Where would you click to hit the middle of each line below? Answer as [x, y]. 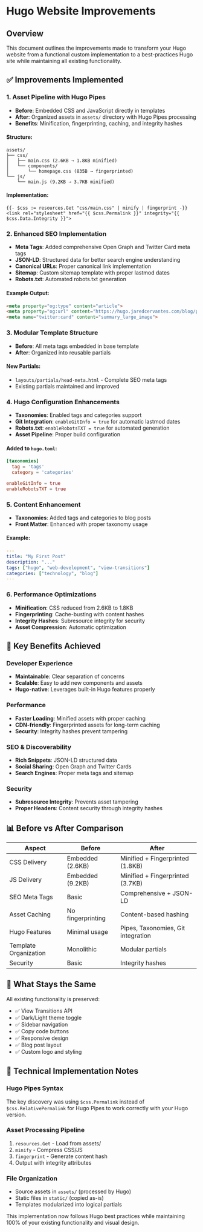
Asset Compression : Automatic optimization [71, 627]
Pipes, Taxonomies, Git [153, 928]
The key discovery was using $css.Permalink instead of [76, 1102]
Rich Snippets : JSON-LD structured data [66, 760]
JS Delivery [26, 880]
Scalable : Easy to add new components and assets [79, 683]
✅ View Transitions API [43, 1011]
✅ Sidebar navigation [41, 1024]
